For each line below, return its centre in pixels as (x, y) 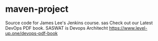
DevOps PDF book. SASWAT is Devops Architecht (57, 28)
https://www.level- (128, 28)
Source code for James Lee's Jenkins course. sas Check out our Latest (79, 23)
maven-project (37, 9)
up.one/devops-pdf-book (32, 33)
